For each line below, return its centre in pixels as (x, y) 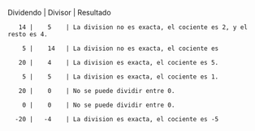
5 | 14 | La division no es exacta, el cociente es (121, 49)
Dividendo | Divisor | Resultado (59, 13)
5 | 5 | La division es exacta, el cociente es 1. (121, 77)
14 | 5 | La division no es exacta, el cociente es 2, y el (133, 27)
